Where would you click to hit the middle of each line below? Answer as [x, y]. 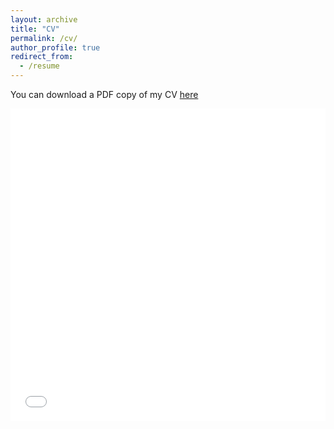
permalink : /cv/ [44, 38]
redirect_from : [42, 57]
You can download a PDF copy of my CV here [104, 94]
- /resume [39, 66]
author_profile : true [55, 47]
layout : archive [44, 19]
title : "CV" [35, 29]
